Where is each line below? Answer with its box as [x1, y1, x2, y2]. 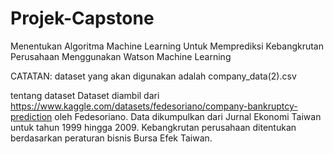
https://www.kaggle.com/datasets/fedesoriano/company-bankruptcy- [10, 100, 298, 112]
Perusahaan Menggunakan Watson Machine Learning [10, 50, 232, 62]
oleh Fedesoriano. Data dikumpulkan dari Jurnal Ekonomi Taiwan [54, 110, 322, 122]
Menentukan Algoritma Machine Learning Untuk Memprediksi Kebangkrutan [10, 40, 324, 52]
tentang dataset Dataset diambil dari [10, 89, 160, 101]
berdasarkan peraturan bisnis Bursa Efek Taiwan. [10, 132, 213, 144]
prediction [10, 110, 53, 122]
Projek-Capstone [10, 7, 155, 30]
